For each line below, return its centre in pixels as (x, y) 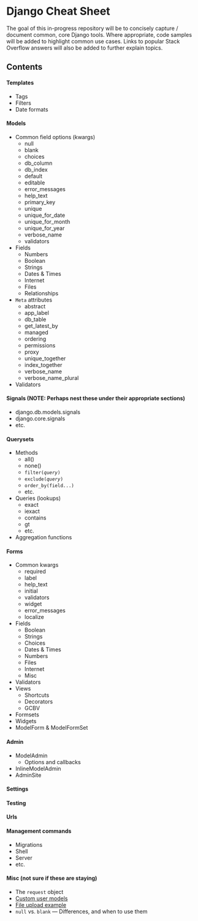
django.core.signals (40, 419)
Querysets (20, 439)
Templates (20, 82)
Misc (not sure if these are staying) (52, 878)
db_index (36, 169)
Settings (17, 789)
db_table (35, 319)
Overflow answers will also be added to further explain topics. (85, 48)
